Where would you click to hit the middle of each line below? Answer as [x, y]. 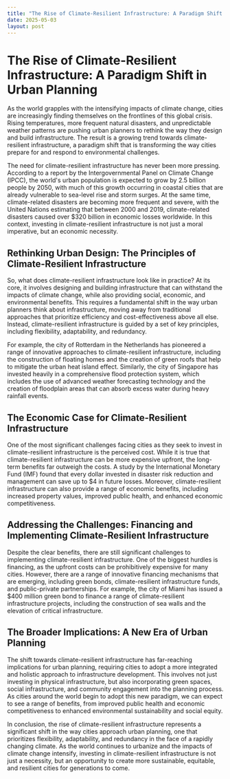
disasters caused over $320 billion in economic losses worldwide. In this [110, 217]
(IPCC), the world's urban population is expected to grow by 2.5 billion [106, 180]
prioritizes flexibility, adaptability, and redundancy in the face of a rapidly [110, 738]
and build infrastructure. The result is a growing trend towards [95, 138]
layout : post [26, 26]
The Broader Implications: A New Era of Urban [107, 632]
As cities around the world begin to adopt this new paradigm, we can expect [115, 696]
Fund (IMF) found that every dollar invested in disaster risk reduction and [110, 474]
